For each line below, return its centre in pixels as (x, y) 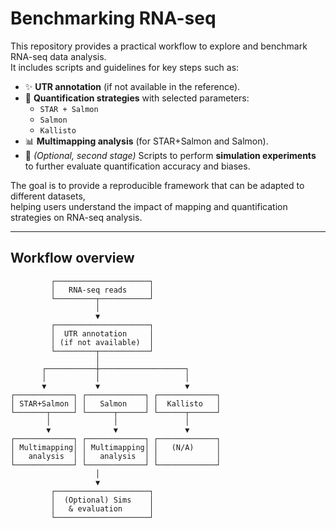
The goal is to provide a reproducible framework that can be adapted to (157, 185)
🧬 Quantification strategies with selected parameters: (137, 98)
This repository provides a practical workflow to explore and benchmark (159, 46)
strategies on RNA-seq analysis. (76, 217)
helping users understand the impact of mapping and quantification (149, 206)
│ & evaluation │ (102, 508)
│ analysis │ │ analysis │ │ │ (116, 456)
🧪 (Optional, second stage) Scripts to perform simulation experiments (170, 155)
